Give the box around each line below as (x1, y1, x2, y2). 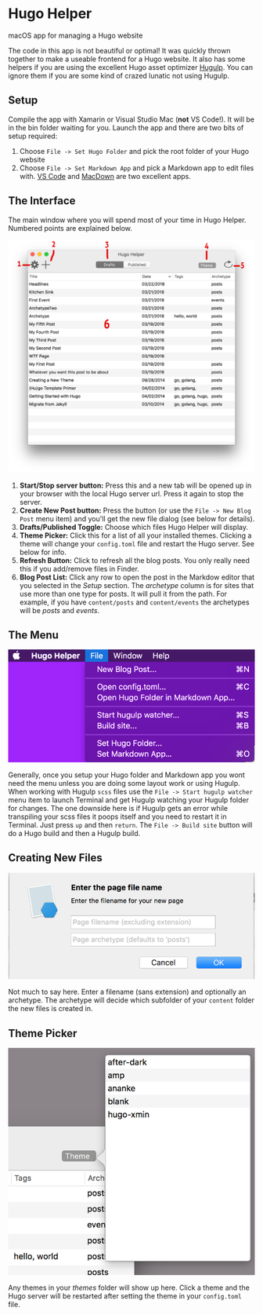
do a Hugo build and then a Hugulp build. (8, 828, 141, 838)
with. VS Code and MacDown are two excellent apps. (19, 171, 192, 181)
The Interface (8, 194, 76, 208)
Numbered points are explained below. (8, 223, 133, 232)
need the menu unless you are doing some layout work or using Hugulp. (8, 778, 240, 787)
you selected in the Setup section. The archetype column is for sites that (19, 580, 254, 590)
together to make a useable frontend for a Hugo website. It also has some (8, 54, 246, 64)
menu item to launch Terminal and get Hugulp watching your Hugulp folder (8, 794, 249, 805)
